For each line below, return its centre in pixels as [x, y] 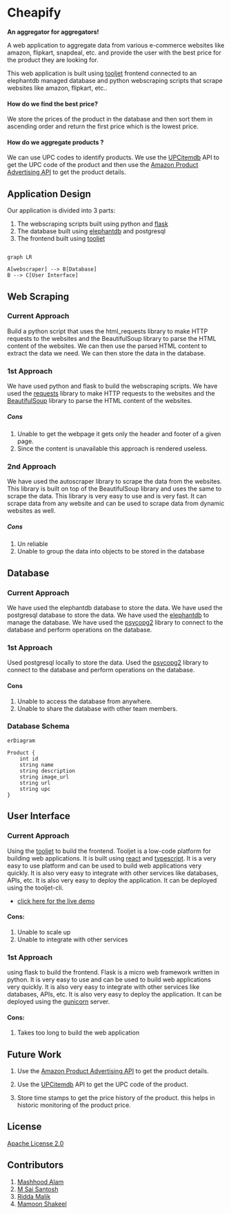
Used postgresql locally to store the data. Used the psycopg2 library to [108, 663]
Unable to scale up [44, 932]
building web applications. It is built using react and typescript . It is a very [112, 858]
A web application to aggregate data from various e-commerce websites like [116, 45]
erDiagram [21, 741]
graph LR [20, 257]
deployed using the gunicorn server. [59, 1001]
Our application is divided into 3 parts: [61, 211]
